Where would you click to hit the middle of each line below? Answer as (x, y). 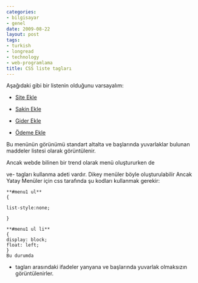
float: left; (23, 245)
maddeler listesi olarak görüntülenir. (51, 151)
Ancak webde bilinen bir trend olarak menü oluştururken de (80, 163)
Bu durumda (20, 256)
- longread (20, 52)
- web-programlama (29, 63)
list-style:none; (28, 208)
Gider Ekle (28, 121)
